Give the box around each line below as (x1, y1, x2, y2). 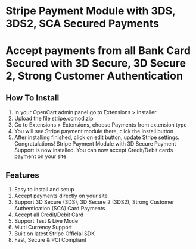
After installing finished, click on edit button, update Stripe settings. (14, 134, 180, 141)
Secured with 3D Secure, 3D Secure (5, 56, 186, 70)
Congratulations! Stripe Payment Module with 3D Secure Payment (14, 140, 176, 147)
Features (5, 170, 39, 180)
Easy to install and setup (14, 186, 74, 193)
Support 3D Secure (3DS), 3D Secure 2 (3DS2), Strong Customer (14, 198, 175, 206)
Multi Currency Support (14, 224, 73, 231)
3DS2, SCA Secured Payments (5, 17, 159, 30)
